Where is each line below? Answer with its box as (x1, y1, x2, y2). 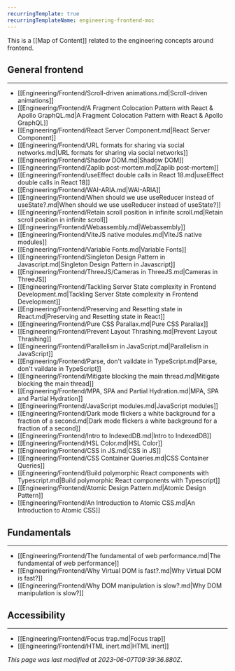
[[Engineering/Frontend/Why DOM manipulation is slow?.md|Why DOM (17, 581, 222, 590)
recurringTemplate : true (7, 10, 80, 18)
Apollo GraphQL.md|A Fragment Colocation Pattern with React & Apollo (17, 111, 224, 120)
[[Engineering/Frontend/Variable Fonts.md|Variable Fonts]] (17, 245, 187, 254)
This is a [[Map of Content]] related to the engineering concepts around (7, 36, 214, 44)
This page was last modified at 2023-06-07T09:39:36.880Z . (7, 655, 183, 663)
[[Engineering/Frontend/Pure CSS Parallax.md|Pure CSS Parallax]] (17, 320, 208, 328)
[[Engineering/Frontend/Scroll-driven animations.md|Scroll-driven (17, 89, 208, 97)
